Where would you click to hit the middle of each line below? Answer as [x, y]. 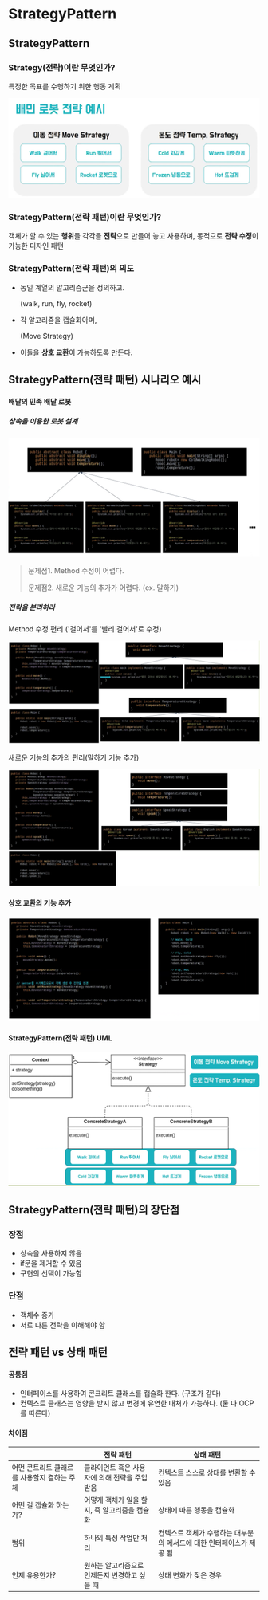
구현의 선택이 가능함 [51, 1273]
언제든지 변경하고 [110, 1574]
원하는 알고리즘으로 [114, 1565]
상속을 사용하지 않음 [51, 1253]
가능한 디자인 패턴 [36, 246]
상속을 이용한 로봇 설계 [43, 421]
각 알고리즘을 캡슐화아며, [58, 320]
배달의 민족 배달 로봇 [40, 401]
